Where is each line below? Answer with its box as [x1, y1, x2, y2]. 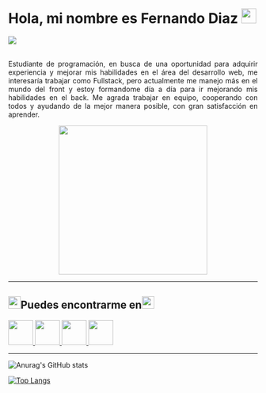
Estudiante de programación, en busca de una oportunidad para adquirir [8, 59, 258, 68]
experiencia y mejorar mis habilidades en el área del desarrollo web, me [8, 67, 258, 77]
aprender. [8, 110, 40, 119]
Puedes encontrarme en [21, 299, 142, 312]
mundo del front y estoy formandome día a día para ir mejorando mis [8, 84, 258, 94]
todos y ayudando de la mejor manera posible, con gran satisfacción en [8, 101, 258, 110]
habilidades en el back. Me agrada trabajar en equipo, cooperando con [8, 92, 258, 102]
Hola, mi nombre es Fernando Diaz [8, 10, 239, 28]
